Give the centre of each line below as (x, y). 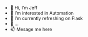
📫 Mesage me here (31, 29)
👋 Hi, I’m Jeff (24, 8)
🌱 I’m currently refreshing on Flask (46, 18)
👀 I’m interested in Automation (42, 13)
